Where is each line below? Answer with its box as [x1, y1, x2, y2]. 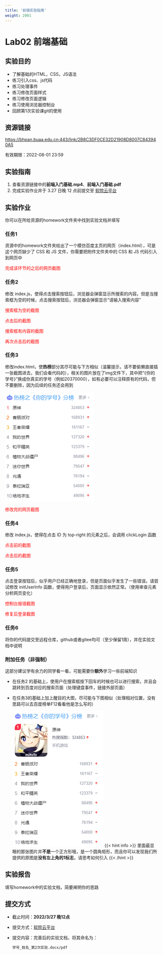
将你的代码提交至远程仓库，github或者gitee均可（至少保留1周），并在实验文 [5, 636, 156, 642]
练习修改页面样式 [12, 89, 47, 95]
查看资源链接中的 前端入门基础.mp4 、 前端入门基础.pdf [12, 181, 122, 188]
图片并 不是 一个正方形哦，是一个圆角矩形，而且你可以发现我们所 [29, 848, 157, 855]
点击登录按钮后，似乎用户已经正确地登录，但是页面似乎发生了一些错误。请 [5, 578, 154, 584]
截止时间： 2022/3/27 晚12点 [12, 914, 70, 920]
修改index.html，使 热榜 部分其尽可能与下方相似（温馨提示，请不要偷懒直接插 [5, 364, 158, 369]
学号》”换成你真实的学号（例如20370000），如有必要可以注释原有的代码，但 [5, 376, 156, 382]
